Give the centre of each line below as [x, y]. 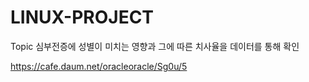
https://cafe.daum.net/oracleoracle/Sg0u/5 [99, 66]
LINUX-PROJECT [82, 17]
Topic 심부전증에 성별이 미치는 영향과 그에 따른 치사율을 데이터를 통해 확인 [155, 46]
